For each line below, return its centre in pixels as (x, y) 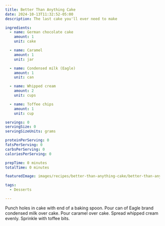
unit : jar (24, 59)
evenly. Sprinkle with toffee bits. (38, 218)
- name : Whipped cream (33, 86)
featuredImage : (21, 176)
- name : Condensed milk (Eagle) (43, 68)
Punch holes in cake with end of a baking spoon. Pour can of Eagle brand (79, 208)
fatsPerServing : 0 (24, 145)
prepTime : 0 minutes (26, 163)
